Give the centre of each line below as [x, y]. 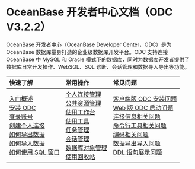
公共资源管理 [84, 103]
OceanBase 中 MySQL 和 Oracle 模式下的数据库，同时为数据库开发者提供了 [98, 59]
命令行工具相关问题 [140, 125]
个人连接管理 [84, 94]
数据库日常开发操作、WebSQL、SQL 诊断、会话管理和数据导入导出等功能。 [98, 66]
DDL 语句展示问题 [138, 152]
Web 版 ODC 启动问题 [143, 107]
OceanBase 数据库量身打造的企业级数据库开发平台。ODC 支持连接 [87, 52]
